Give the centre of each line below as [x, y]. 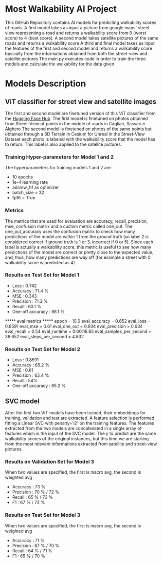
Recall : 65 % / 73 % [33, 497]
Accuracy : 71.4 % [30, 291]
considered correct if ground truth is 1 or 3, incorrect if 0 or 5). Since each [79, 242]
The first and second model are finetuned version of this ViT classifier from [80, 113]
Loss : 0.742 [24, 286]
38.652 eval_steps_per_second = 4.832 [45, 336]
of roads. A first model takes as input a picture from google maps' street [77, 27]
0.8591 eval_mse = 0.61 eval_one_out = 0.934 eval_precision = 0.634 [74, 326]
